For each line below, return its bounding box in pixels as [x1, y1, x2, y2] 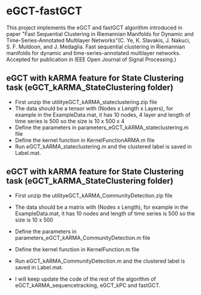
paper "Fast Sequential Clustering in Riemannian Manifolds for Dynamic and [6, 30, 194, 37]
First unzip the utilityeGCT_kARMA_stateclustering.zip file [14, 98, 157, 105]
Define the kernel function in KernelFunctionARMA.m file [14, 136, 155, 144]
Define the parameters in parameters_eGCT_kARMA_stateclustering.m [14, 124, 189, 131]
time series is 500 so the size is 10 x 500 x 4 [14, 117, 125, 124]
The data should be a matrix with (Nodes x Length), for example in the [14, 203, 188, 211]
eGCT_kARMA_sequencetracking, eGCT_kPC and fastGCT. [14, 281, 161, 288]
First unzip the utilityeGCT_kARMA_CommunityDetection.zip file [14, 191, 173, 199]
